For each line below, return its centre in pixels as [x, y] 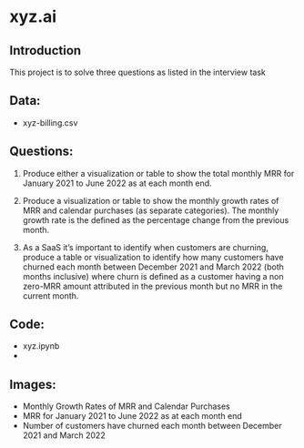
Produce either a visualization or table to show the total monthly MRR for [158, 173]
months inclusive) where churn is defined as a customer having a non [153, 276]
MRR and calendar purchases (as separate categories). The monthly [151, 210]
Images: [33, 384]
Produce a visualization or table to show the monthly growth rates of [151, 200]
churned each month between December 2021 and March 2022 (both [153, 267]
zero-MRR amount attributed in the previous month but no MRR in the [152, 286]
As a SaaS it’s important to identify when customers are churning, [145, 247]
